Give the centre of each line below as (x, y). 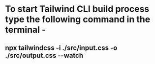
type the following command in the (78, 19)
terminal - (26, 30)
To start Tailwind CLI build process (77, 9)
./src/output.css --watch (44, 55)
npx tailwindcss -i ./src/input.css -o (61, 48)
